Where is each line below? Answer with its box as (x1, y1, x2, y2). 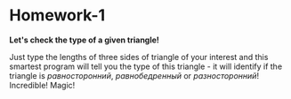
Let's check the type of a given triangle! (9, 34, 160, 45)
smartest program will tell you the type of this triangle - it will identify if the (9, 61, 283, 72)
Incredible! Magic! (9, 80, 76, 90)
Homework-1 (9, 5, 106, 26)
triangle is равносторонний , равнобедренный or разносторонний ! (9, 70, 260, 80)
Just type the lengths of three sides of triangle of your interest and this (9, 51, 269, 62)
